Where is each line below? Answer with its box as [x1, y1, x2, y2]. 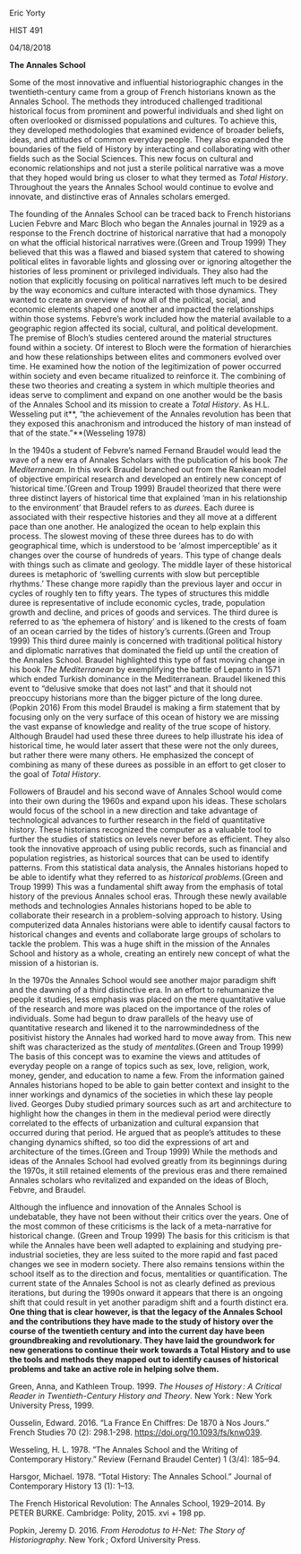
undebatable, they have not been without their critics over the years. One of [9, 1212, 289, 1222]
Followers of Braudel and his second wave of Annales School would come [9, 786, 282, 797]
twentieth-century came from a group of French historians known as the [9, 87, 276, 97]
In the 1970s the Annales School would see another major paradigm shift [9, 975, 277, 985]
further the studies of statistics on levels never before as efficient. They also [9, 833, 291, 844]
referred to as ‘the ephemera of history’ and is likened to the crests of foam [9, 617, 287, 626]
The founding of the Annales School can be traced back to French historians [9, 209, 291, 219]
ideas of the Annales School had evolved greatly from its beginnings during [9, 1156, 288, 1166]
